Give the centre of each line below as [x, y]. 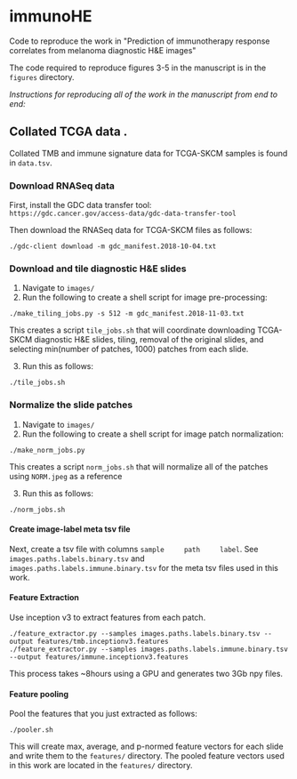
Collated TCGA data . [68, 132]
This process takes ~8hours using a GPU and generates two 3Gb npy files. [146, 674]
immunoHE [51, 16]
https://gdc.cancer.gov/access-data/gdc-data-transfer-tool [123, 214]
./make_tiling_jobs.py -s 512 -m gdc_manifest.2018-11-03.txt [127, 314]
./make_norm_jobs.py [48, 450]
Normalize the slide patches [71, 405]
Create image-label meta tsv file [70, 529]
